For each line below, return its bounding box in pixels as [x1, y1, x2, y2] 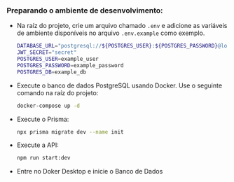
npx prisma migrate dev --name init [16, 128, 124, 135]
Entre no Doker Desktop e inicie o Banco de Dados [16, 167, 163, 176]
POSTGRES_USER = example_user [16, 55, 99, 63]
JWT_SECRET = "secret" [16, 49, 77, 56]
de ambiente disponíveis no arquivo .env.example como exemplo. [16, 29, 205, 37]
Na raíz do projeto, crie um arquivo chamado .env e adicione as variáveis [16, 22, 228, 30]
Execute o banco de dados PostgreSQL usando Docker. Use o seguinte [16, 81, 222, 90]
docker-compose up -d [16, 102, 80, 109]
